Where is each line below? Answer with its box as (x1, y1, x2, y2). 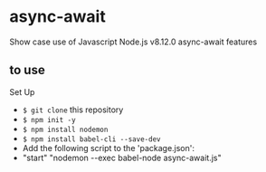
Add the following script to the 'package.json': (22, 142, 195, 153)
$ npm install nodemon (22, 125, 109, 134)
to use (9, 62, 45, 78)
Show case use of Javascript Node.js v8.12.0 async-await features (9, 36, 258, 47)
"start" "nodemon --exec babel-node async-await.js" (22, 152, 222, 163)
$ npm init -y (22, 115, 76, 124)
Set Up (9, 86, 35, 97)
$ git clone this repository (22, 104, 124, 115)
